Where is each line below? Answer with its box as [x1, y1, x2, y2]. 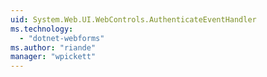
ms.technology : [10, 24, 74, 34]
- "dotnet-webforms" [19, 33, 105, 43]
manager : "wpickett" [10, 52, 97, 62]
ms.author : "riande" [10, 42, 97, 53]
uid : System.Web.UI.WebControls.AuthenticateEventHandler [10, 14, 257, 25]
